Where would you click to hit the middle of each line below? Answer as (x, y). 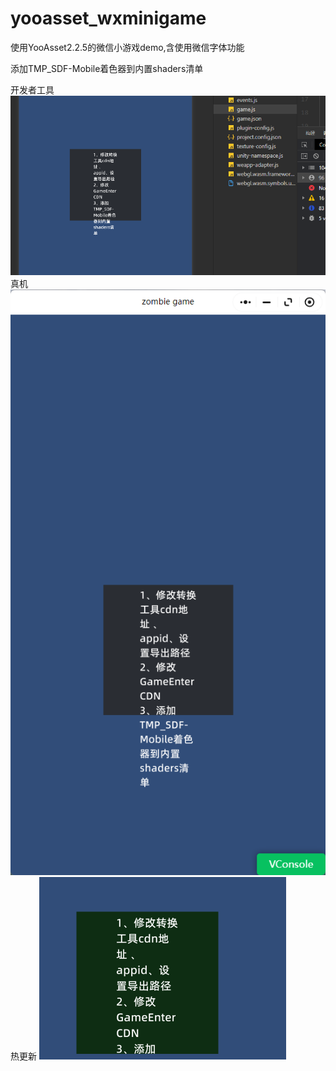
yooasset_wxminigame (108, 18)
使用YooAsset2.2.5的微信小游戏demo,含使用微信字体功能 (127, 47)
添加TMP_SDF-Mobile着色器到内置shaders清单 (107, 68)
